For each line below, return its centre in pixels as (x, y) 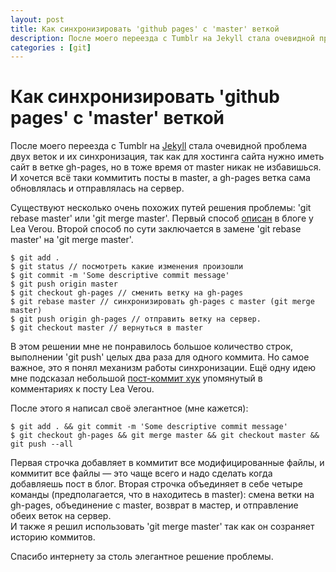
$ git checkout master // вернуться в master (106, 328)
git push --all (42, 444)
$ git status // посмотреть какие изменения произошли (127, 267)
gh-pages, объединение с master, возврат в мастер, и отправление (154, 505)
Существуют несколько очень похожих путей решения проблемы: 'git (161, 208)
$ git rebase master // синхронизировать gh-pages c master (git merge (162, 302)
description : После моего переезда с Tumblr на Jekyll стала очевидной (162, 38)
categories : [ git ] (51, 47)
